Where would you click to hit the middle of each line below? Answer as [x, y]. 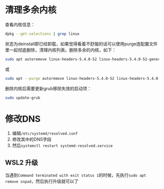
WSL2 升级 [21, 162]
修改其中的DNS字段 [32, 140]
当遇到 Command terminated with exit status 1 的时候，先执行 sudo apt [76, 175]
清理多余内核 [31, 10]
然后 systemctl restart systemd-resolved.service [62, 145]
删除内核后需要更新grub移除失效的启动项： [48, 88]
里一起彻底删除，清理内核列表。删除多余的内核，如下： [61, 50]
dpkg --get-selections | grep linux [42, 34]
